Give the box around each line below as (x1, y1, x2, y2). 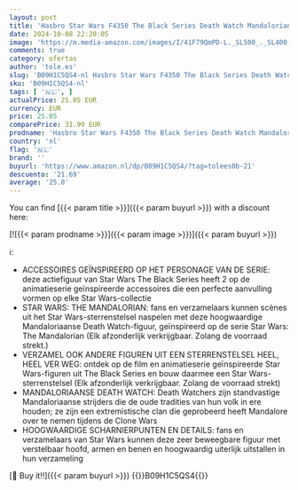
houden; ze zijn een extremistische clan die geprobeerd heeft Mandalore (21, 406, 288, 417)
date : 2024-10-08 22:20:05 (9, 29, 109, 38)
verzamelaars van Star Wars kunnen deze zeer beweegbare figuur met (21, 434, 281, 445)
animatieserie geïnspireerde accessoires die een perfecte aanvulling (21, 283, 272, 294)
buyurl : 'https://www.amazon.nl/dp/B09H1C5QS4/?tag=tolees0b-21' (9, 162, 255, 170)
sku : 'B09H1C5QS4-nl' (9, 79, 90, 88)
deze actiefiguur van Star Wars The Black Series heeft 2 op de (21, 274, 250, 285)
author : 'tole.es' (9, 63, 77, 72)
